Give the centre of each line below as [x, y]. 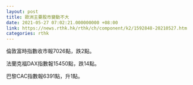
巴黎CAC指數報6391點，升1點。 [45, 76]
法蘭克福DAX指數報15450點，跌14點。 [53, 64]
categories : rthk [28, 34]
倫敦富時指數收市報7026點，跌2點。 [50, 51]
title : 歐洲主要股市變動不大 [38, 17]
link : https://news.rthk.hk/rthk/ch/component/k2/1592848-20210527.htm [96, 28]
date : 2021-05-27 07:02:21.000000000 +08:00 [62, 22]
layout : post [22, 12]
